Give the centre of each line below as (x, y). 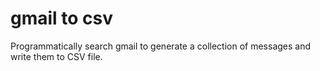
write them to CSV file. (56, 56)
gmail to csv (62, 18)
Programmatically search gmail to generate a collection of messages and (161, 46)
